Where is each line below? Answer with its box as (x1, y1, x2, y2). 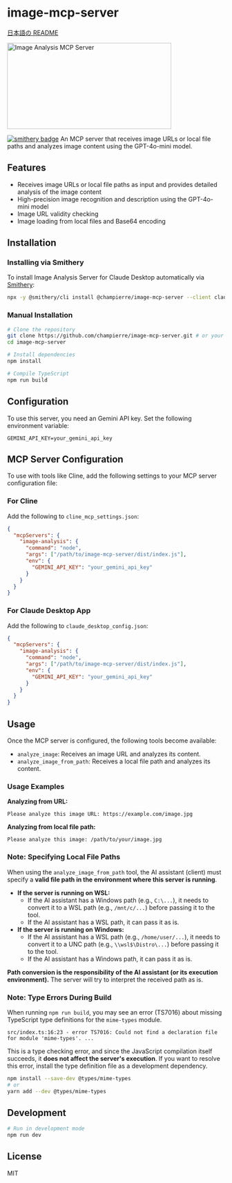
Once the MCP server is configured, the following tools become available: (7, 736, 217, 745)
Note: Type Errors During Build (7, 993, 112, 1002)
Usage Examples (7, 781, 65, 791)
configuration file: (7, 479, 57, 487)
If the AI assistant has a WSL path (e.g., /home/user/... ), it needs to (27, 932, 221, 941)
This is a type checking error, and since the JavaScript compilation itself (7, 1047, 213, 1055)
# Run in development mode (7, 1125, 85, 1133)
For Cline (7, 496, 38, 506)
